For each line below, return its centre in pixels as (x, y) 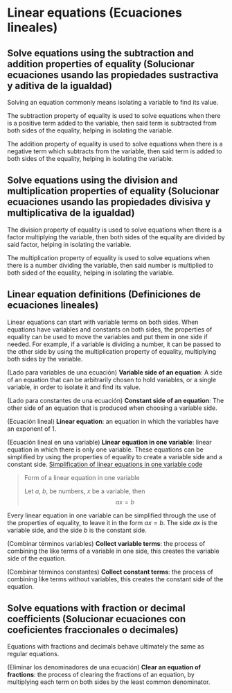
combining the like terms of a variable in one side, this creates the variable (113, 551)
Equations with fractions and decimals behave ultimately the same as (106, 647)
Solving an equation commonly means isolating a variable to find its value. (113, 102)
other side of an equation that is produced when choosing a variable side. (113, 408)
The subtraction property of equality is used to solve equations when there (114, 115)
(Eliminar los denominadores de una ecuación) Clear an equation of (104, 667)
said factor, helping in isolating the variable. (69, 244)
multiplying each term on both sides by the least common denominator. (109, 682)
